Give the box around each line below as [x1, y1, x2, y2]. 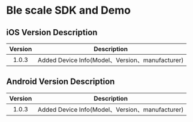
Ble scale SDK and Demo [6, 4, 131, 17]
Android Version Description [6, 77, 115, 87]
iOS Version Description [6, 27, 98, 37]
